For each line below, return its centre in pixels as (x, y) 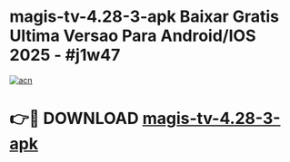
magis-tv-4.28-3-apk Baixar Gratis (145, 17)
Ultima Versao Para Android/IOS (133, 36)
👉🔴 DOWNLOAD (74, 119)
